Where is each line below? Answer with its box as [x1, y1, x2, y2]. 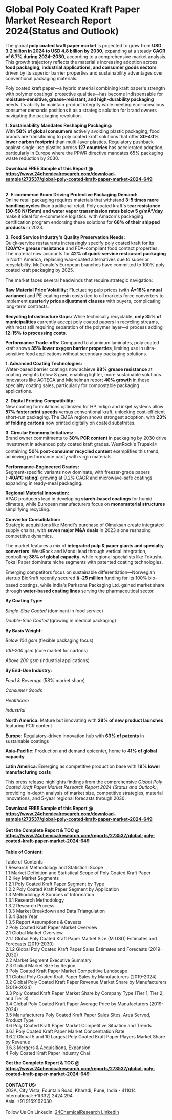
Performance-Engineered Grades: [5, 464, 79, 470]
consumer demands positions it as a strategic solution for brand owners [5, 107, 157, 113]
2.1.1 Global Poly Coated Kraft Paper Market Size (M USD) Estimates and [5, 935, 157, 941]
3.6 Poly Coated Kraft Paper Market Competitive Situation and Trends [5, 1022, 152, 1029]
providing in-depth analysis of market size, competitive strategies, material [5, 789, 163, 796]
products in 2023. [5, 224, 44, 230]
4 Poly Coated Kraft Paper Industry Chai [5, 1050, 90, 1056]
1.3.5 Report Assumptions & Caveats [5, 919, 82, 925]
